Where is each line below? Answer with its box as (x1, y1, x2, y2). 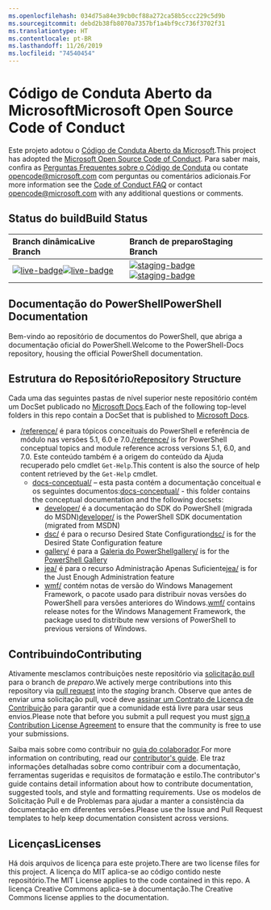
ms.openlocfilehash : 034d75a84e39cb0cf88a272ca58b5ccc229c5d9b (8, 11, 226, 20)
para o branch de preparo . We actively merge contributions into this (8, 677, 232, 688)
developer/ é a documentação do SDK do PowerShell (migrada (44, 503, 252, 514)
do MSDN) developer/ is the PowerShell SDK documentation (44, 512, 243, 522)
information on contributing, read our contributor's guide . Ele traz (8, 753, 226, 763)
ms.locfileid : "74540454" (8, 49, 95, 57)
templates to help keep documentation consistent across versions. (8, 814, 230, 823)
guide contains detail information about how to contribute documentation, (8, 779, 253, 789)
